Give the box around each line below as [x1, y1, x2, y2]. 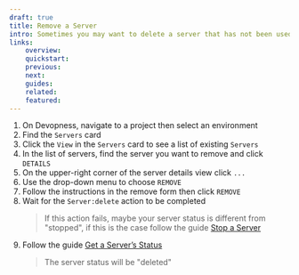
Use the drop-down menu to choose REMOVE [21, 177, 182, 188]
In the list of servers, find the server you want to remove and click [21, 149, 264, 159]
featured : [25, 95, 62, 105]
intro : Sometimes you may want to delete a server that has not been [9, 29, 273, 38]
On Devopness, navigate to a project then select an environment [21, 120, 258, 131]
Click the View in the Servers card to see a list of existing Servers [21, 139, 259, 150]
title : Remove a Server [9, 21, 98, 30]
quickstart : [25, 54, 69, 63]
